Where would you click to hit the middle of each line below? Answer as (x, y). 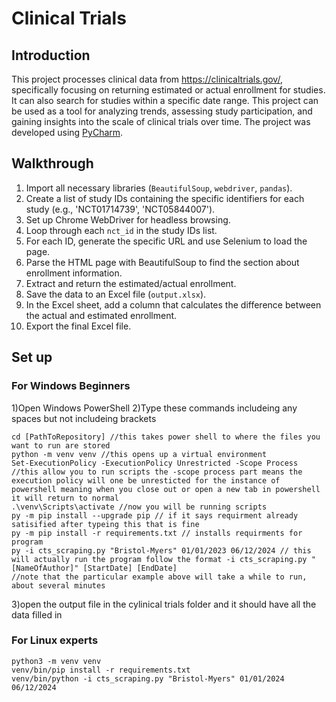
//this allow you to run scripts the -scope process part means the (157, 472)
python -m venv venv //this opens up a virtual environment (139, 454)
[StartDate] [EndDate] (130, 568)
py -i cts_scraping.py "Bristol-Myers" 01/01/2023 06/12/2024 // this (161, 550)
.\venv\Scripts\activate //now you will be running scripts (139, 507)
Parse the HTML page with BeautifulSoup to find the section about (162, 262)
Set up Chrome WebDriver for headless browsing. (128, 219)
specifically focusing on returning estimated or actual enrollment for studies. (168, 90)
